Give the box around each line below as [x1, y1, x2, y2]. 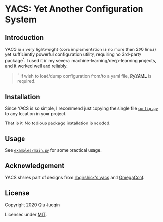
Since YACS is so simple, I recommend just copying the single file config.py [5, 105, 158, 111]
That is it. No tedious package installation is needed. [5, 120, 111, 126]
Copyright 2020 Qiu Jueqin [5, 202, 60, 208]
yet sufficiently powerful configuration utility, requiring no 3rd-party [5, 51, 142, 57]
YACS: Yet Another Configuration [5, 3, 143, 15]
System [5, 14, 37, 25]
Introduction [5, 33, 44, 42]
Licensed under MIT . [5, 211, 47, 217]
